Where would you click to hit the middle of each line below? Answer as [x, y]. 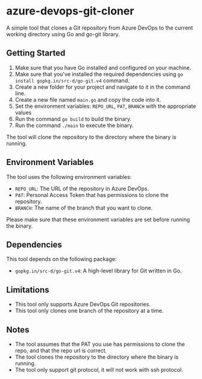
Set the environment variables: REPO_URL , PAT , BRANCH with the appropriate [106, 106]
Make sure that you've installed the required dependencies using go [99, 74]
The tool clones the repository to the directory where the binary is [97, 357]
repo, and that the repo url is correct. [61, 350]
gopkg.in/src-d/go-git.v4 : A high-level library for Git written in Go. [98, 271]
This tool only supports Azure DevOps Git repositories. [83, 304]
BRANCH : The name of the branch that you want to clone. [84, 208]
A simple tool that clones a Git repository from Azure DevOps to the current [99, 28]
